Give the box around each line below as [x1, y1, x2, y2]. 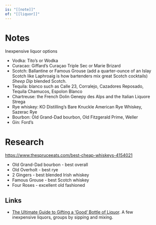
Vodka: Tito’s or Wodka [12, 58, 58, 63]
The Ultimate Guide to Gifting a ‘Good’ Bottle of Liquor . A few [12, 209, 133, 215]
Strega [12, 99, 26, 105]
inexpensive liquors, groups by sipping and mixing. [12, 214, 113, 220]
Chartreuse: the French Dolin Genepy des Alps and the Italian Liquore [12, 94, 151, 100]
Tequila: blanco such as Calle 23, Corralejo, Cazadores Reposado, [12, 83, 144, 90]
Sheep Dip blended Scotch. [12, 78, 67, 84]
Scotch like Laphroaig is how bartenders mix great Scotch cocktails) [12, 73, 148, 79]
